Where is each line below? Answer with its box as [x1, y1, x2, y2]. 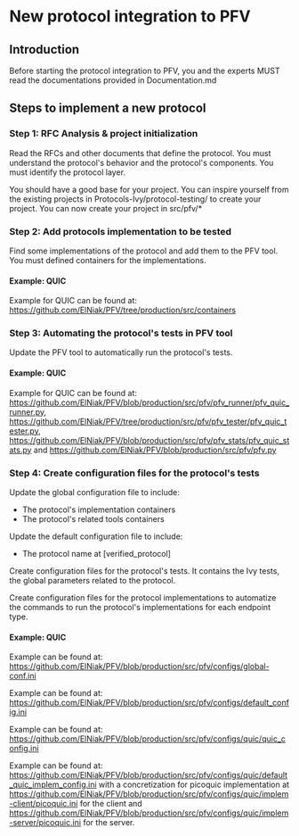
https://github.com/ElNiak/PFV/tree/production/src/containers [9, 305, 237, 316]
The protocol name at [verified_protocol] [21, 548, 172, 559]
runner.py [9, 406, 44, 417]
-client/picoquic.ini [9, 799, 78, 809]
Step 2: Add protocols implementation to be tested [9, 225, 232, 237]
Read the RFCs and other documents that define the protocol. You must [9, 147, 271, 158]
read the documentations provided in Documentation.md [9, 75, 217, 86]
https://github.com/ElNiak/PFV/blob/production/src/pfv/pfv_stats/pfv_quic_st [9, 435, 290, 445]
